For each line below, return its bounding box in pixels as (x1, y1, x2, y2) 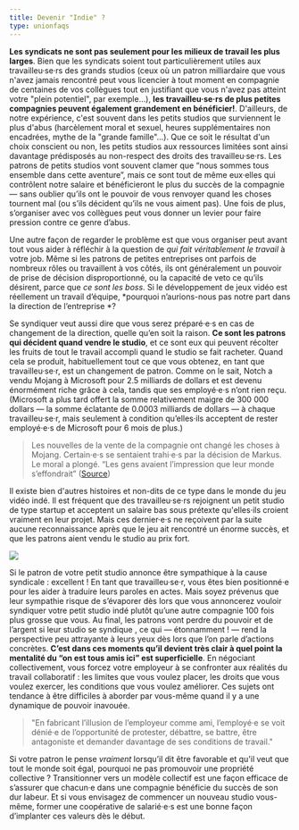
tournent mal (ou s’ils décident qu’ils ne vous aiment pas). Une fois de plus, (9, 197, 286, 208)
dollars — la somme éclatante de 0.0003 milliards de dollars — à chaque (9, 403, 276, 414)
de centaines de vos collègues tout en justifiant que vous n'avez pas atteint (9, 84, 287, 95)
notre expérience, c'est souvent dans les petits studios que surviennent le (9, 113, 281, 123)
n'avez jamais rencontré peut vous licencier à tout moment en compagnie (9, 74, 279, 85)
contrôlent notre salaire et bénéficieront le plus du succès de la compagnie (9, 179, 286, 189)
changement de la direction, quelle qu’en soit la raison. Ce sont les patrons (9, 327, 287, 338)
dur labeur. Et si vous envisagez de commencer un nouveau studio (9, 792, 254, 802)
